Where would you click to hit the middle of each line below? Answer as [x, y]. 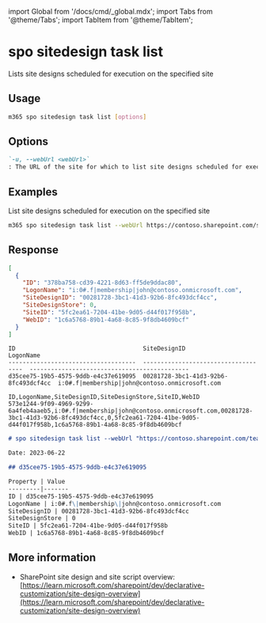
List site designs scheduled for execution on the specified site [109, 211]
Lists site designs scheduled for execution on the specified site [111, 74]
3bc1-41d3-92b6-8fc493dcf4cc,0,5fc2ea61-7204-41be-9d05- [104, 418]
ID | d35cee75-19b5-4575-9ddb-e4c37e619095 [81, 496]
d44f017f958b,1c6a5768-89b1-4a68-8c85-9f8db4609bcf [95, 425]
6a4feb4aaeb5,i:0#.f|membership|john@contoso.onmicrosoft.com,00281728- [131, 411]
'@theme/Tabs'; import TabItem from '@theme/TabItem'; [101, 20]
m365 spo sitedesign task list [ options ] [78, 117]
